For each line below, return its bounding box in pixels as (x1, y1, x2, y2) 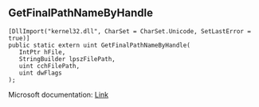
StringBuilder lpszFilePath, (18, 55, 116, 63)
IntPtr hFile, (18, 48, 66, 56)
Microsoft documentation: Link (8, 90, 109, 99)
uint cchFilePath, (18, 62, 80, 70)
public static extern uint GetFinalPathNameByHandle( (8, 41, 191, 49)
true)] (8, 34, 30, 42)
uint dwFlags (18, 69, 62, 77)
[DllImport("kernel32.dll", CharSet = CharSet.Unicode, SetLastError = (8, 27, 251, 35)
